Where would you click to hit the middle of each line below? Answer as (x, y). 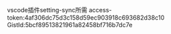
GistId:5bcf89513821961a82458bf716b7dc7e (70, 25)
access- (100, 10)
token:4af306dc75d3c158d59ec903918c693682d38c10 (86, 18)
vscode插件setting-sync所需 (47, 10)
